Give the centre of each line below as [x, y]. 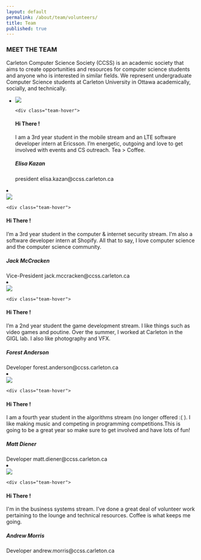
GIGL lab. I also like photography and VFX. [58, 339]
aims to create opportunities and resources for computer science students [98, 69]
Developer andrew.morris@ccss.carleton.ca [61, 551]
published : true [26, 29]
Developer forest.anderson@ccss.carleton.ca [62, 368]
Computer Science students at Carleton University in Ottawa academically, [98, 82]
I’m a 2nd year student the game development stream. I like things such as [98, 326]
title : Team [21, 23]
